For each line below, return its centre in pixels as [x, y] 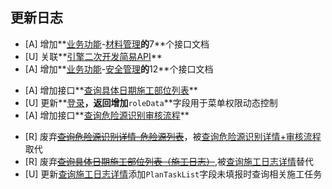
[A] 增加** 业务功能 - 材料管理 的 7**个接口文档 [117, 44]
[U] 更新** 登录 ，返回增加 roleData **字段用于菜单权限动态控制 [151, 102]
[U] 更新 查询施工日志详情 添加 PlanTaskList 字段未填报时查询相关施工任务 [173, 174]
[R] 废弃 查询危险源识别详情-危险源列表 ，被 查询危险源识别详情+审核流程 [173, 136]
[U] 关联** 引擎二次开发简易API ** [93, 56]
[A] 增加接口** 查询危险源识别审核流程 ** [107, 115]
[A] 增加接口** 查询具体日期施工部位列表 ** [111, 90]
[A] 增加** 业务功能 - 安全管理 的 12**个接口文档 [119, 69]
